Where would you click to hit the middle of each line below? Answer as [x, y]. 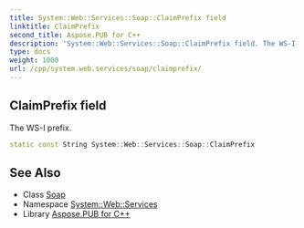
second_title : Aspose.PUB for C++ [75, 35]
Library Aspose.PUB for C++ [76, 214]
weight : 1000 [34, 60]
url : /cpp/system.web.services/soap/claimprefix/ [106, 69]
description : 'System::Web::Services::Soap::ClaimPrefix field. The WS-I [153, 43]
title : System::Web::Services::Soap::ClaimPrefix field [118, 18]
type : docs [30, 52]
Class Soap [44, 195]
